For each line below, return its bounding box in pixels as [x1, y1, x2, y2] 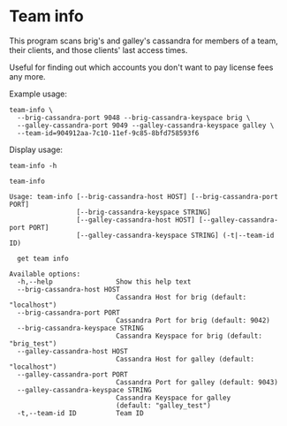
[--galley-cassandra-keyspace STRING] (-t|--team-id [76, 231, 275, 240]
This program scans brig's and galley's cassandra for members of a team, [9, 35, 278, 46]
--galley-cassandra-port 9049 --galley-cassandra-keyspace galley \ [17, 121, 275, 130]
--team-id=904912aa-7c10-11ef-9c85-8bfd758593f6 [17, 128, 200, 138]
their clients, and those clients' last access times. [9, 44, 188, 55]
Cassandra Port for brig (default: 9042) [116, 316, 271, 324]
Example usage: [9, 88, 68, 99]
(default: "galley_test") [116, 400, 212, 410]
